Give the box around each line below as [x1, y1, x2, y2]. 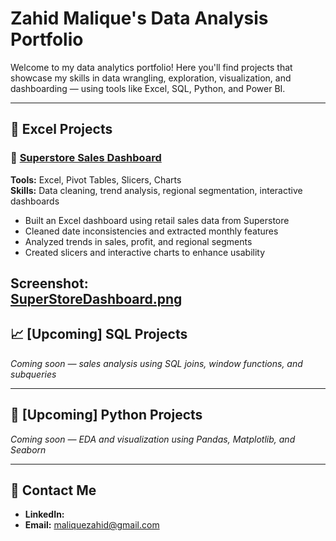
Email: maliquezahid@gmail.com [24, 519, 160, 531]
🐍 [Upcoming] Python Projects [10, 407, 203, 424]
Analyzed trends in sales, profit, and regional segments [24, 235, 253, 247]
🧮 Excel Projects [10, 121, 113, 138]
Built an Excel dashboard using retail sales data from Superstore [24, 214, 290, 226]
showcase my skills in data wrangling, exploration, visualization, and [10, 72, 292, 84]
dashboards [10, 195, 60, 207]
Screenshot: [10, 275, 89, 292]
